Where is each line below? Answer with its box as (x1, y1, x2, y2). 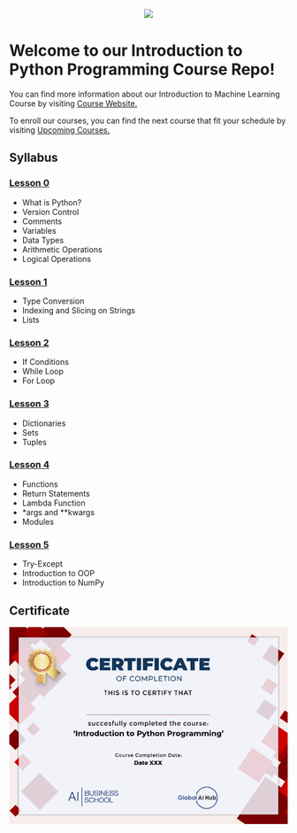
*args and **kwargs (21, 506, 95, 517)
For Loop (21, 375, 56, 386)
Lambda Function (21, 497, 86, 508)
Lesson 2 (9, 336, 49, 349)
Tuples (21, 436, 47, 447)
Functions (21, 478, 59, 490)
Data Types (21, 235, 65, 245)
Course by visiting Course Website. (9, 97, 138, 109)
